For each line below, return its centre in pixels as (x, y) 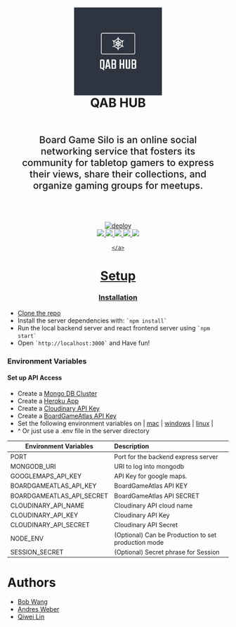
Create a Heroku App (48, 401)
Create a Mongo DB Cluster (57, 393)
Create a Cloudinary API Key (59, 408)
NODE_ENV (27, 538)
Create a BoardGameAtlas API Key (67, 415)
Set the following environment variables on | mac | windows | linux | (115, 423)
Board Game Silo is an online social (118, 140)
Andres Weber (38, 609)
